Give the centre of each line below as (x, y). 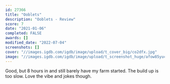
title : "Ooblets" (24, 15)
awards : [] (17, 38)
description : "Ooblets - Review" (40, 19)
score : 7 (14, 24)
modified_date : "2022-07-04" (36, 43)
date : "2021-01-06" (26, 29)
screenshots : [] (22, 47)
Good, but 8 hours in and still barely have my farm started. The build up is (82, 71)
